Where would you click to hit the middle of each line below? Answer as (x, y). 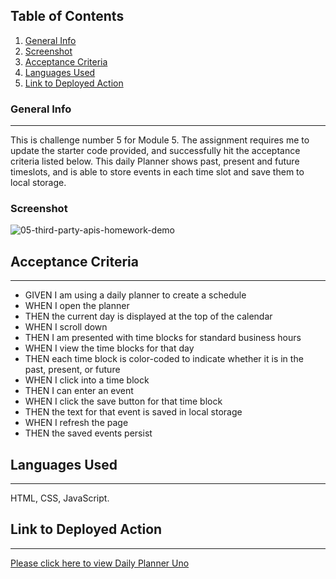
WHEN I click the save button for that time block (123, 401)
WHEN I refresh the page (76, 423)
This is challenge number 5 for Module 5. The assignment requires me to (160, 140)
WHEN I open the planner (77, 306)
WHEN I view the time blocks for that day (109, 348)
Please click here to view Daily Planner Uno (100, 563)
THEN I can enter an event (79, 391)
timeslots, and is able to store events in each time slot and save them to (157, 172)
